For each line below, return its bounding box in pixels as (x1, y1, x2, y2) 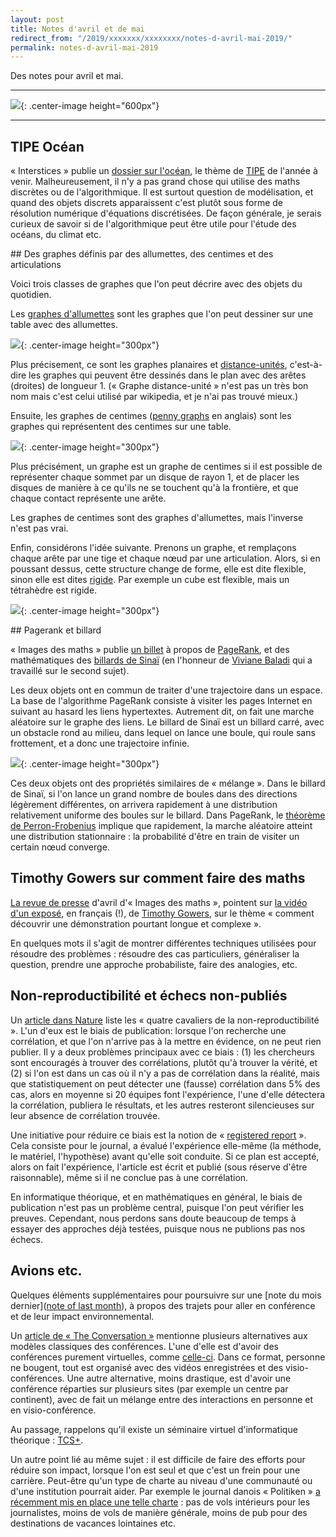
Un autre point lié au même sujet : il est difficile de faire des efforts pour (10, 1453, 306, 1465)
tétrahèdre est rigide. (10, 584, 98, 596)
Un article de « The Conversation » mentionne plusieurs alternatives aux (10, 1329, 308, 1341)
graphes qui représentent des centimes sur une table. (10, 421, 232, 433)
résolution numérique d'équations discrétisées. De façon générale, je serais (10, 207, 322, 220)
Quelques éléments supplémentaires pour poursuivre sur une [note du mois (10, 1289, 322, 1301)
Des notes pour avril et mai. (10, 70, 124, 82)
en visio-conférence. (10, 1404, 97, 1416)
